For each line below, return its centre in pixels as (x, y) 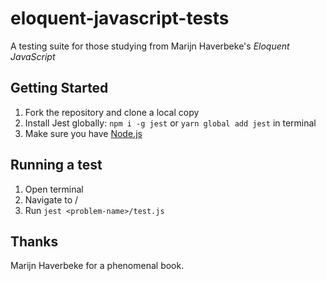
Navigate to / (51, 199)
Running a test (56, 165)
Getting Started (59, 88)
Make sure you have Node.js (83, 133)
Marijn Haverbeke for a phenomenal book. (97, 266)
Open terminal (54, 189)
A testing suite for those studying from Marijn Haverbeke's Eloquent (150, 46)
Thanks (34, 241)
